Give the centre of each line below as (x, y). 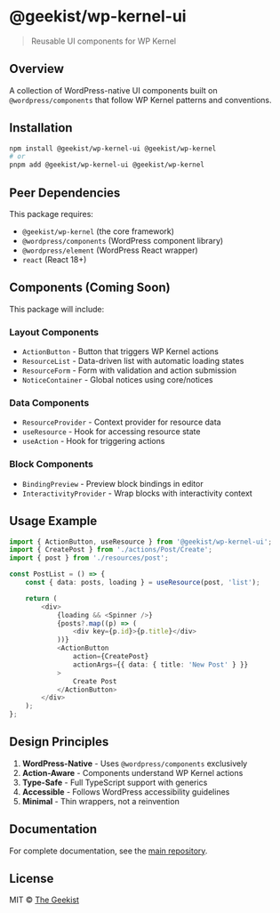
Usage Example (53, 521)
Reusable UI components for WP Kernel (103, 41)
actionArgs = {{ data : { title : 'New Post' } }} (160, 665)
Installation (41, 128)
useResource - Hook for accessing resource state (111, 432)
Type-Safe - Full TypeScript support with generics (115, 782)
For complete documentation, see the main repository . (108, 851)
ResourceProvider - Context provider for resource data (121, 422)
